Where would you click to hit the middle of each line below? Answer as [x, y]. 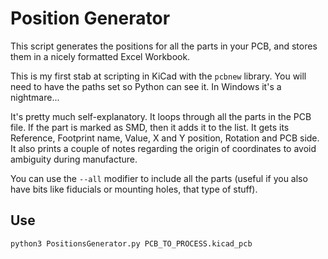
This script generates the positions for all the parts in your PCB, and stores [164, 46]
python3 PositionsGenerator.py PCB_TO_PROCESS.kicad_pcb [131, 243]
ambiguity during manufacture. [74, 159]
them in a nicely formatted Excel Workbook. [100, 56]
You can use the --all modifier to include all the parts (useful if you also [159, 178]
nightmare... [35, 97]
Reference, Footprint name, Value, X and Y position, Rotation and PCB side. [165, 138]
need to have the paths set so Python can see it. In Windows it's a [146, 86]
